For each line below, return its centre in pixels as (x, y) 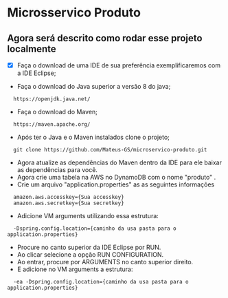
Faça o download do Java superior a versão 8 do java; (94, 87)
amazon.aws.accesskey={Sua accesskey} (69, 198)
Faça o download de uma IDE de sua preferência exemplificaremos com (119, 65)
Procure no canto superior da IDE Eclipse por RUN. (89, 247)
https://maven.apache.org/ (52, 125)
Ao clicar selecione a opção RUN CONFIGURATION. (90, 255)
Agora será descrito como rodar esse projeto (105, 38)
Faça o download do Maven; (57, 112)
